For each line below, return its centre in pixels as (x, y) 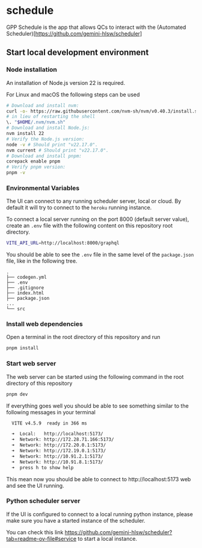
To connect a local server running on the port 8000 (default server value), (98, 219)
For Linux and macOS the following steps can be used (73, 95)
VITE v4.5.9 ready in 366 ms (49, 423)
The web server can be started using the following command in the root (95, 376)
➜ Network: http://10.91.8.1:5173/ (57, 462)
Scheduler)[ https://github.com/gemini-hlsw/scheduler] (74, 33)
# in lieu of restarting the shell (51, 117)
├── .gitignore (25, 288)
